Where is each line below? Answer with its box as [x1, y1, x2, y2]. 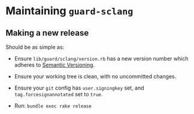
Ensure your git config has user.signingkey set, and [14, 84, 144, 91]
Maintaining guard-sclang [5, 4, 134, 18]
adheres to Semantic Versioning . [14, 61, 95, 68]
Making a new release [5, 28, 89, 38]
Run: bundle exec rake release [14, 102, 92, 109]
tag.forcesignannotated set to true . [14, 91, 103, 97]
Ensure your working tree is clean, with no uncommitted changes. [14, 73, 177, 80]
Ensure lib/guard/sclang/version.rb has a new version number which [14, 55, 189, 62]
